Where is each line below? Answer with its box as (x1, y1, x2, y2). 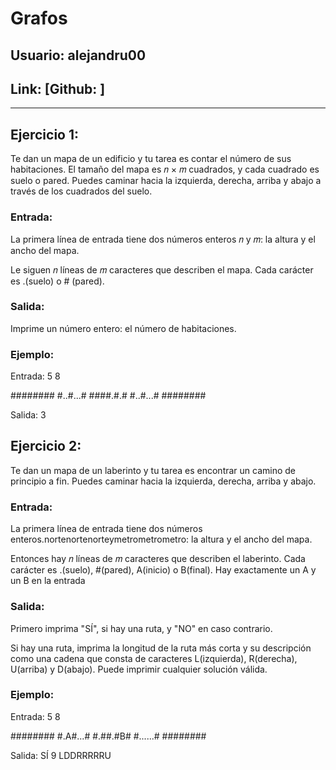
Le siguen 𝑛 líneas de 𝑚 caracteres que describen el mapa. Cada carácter (10, 263, 314, 276)
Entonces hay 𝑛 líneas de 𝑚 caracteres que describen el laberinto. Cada (10, 553, 306, 565)
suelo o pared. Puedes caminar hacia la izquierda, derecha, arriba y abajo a (10, 175, 322, 187)
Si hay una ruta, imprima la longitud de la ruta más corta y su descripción (10, 642, 312, 654)
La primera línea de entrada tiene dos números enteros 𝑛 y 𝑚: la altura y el (10, 233, 316, 245)
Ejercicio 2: (10, 438, 82, 455)
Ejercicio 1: (10, 126, 80, 143)
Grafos (10, 7, 68, 30)
